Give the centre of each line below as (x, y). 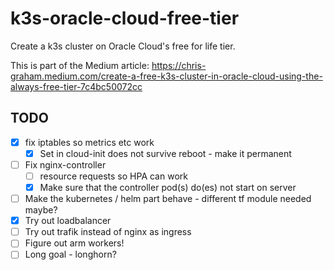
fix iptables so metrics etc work (89, 142)
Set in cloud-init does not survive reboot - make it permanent (165, 153)
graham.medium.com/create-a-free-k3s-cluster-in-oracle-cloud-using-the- (166, 76)
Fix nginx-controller (65, 164)
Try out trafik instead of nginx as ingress (108, 232)
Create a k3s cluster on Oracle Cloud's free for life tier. (123, 46)
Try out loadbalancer (68, 221)
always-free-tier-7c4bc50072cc (76, 86)
